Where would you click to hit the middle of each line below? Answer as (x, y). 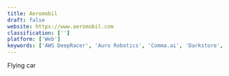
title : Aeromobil (32, 13)
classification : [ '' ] (39, 33)
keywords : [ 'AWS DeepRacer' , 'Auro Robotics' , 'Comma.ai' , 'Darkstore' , (115, 46)
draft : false (26, 20)
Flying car (22, 65)
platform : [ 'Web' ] (34, 39)
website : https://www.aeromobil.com (60, 26)
